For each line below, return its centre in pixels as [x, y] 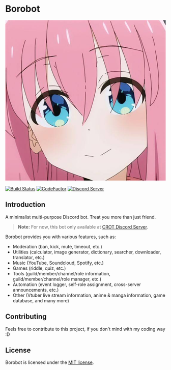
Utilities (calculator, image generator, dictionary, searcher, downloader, [87, 252]
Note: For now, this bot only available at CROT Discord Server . [83, 226]
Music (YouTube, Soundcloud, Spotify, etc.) [58, 263]
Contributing [26, 317]
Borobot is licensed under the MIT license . [50, 362]
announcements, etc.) [36, 290]
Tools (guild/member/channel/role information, [62, 273]
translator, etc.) [28, 257]
